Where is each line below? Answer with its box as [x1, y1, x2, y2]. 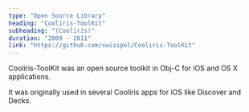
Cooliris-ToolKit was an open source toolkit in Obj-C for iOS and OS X [8, 63, 239, 73]
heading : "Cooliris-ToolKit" [8, 19, 106, 27]
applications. [8, 72, 51, 82]
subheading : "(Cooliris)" [8, 26, 95, 34]
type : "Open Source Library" [8, 11, 106, 20]
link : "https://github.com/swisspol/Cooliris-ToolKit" [8, 42, 196, 50]
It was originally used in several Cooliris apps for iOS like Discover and [8, 87, 242, 97]
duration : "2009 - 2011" [8, 34, 92, 42]
